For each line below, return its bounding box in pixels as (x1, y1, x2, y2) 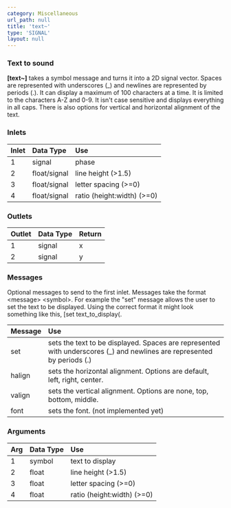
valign (10, 390, 30, 400)
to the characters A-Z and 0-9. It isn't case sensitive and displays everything (7, 96, 224, 104)
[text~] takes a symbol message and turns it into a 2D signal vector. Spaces (7, 74, 222, 83)
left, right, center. (47, 375, 104, 385)
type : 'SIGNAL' (7, 29, 51, 36)
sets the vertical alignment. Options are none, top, (47, 386, 209, 396)
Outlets (7, 211, 33, 221)
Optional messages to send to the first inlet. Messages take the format (7, 288, 206, 297)
